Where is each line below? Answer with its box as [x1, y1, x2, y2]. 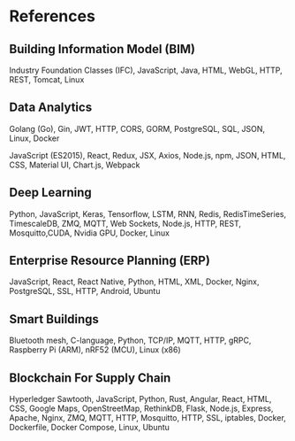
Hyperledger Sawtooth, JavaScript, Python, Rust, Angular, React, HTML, [9, 394, 272, 405]
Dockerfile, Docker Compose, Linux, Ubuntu [9, 422, 170, 433]
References [9, 6, 95, 27]
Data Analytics [9, 100, 93, 115]
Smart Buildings [9, 312, 100, 327]
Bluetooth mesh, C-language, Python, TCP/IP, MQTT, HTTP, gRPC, [9, 335, 252, 346]
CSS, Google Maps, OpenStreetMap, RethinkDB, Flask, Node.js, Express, [9, 403, 274, 414]
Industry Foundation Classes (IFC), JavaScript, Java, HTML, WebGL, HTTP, [9, 65, 283, 75]
